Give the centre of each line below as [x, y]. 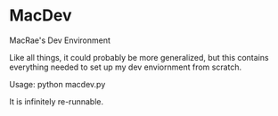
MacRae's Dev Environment [60, 40]
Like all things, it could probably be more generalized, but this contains [139, 57]
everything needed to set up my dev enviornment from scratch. [126, 67]
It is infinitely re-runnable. [57, 101]
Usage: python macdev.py [57, 84]
